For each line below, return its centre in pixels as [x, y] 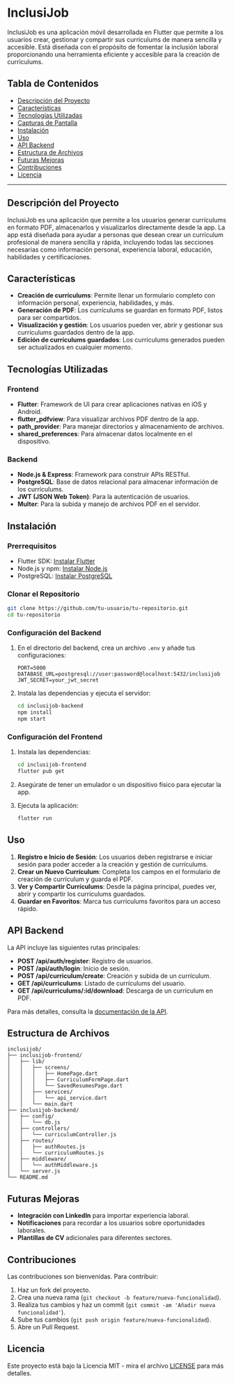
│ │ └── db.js [34, 1123]
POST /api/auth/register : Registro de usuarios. [85, 961]
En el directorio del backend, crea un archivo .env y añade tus [106, 648]
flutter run [34, 818]
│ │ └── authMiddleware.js [53, 1166]
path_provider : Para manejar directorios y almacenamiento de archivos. [120, 427]
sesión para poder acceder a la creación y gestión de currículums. [112, 864]
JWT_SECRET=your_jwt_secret [58, 680]
